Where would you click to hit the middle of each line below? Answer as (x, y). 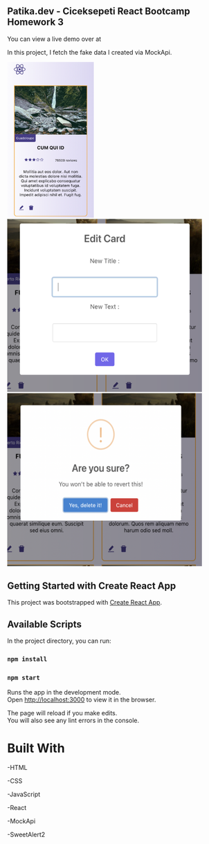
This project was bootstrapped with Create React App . (85, 603)
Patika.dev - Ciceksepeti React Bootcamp (99, 11)
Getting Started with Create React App (92, 586)
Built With (36, 748)
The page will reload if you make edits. (62, 713)
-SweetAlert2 (26, 835)
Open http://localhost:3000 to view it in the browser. (82, 700)
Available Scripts (44, 624)
